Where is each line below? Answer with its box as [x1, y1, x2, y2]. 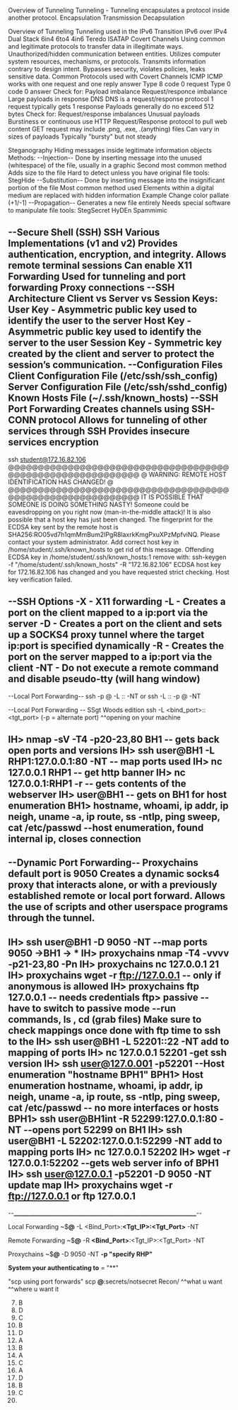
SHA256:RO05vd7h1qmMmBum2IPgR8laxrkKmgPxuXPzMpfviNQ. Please [8, 530, 220, 539]
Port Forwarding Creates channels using [8, 403, 190, 416]
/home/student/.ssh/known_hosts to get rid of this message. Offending [8, 545, 214, 553]
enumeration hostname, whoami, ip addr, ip [8, 1079, 203, 1091]
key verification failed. [8, 575, 73, 584]
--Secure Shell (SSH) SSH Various [8, 226, 160, 239]
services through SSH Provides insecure [8, 425, 190, 437]
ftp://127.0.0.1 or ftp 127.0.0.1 [8, 1190, 136, 1202]
